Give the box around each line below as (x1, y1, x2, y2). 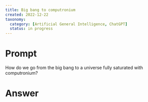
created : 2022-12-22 (5, 12, 49, 17)
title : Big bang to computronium (5, 7, 76, 13)
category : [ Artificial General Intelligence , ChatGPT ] (10, 21, 128, 27)
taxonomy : (5, 17, 26, 22)
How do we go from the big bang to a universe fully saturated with (5, 65, 143, 71)
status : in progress (10, 26, 53, 31)
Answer (5, 88, 39, 99)
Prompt (5, 48, 37, 60)
